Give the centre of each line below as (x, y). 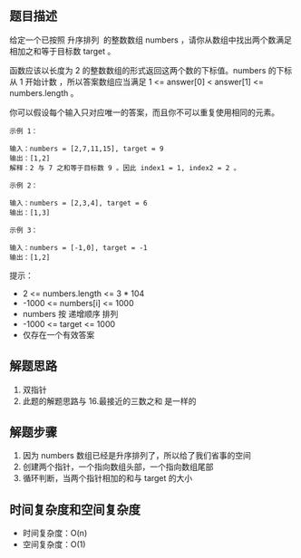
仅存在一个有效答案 (58, 334)
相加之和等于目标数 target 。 (63, 51)
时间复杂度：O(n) (55, 534)
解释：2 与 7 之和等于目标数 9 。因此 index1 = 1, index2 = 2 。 (125, 168)
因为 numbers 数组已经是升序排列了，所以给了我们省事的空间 (136, 456)
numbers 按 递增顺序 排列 (70, 313)
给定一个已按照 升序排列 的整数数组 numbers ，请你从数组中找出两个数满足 (150, 40)
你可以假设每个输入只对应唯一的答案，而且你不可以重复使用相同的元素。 (144, 112)
